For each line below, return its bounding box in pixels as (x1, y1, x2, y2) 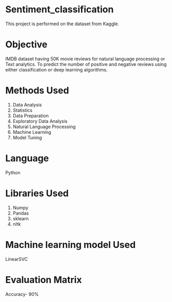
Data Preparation (12, 112, 49, 119)
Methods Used (5, 85, 69, 96)
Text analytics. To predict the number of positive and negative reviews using (5, 61, 167, 67)
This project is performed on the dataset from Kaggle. (5, 21, 120, 27)
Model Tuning (12, 134, 42, 140)
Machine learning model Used (5, 239, 136, 251)
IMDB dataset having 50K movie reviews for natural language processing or (5, 56, 165, 62)
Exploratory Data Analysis (12, 118, 68, 124)
